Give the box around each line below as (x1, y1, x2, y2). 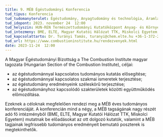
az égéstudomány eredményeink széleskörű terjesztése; (12, 81, 125, 87)
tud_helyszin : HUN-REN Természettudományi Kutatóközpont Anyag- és (5, 25, 145, 30)
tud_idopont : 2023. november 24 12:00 (5, 20, 86, 26)
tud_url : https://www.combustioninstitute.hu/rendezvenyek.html (5, 39, 138, 44)
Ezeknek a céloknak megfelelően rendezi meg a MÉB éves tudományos (5, 101, 148, 107)
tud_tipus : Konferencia (5, 12, 53, 16)
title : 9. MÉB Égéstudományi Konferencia (5, 7, 90, 12)
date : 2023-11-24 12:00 (5, 43, 55, 48)
